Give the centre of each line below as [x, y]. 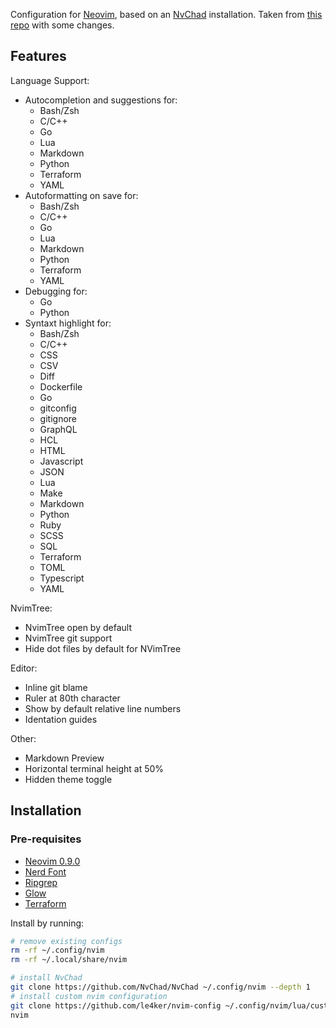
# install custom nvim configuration [89, 996]
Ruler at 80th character [72, 698]
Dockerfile [61, 386]
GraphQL [58, 429]
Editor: [24, 668]
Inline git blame [56, 687]
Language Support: [50, 80]
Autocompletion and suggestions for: [101, 100]
